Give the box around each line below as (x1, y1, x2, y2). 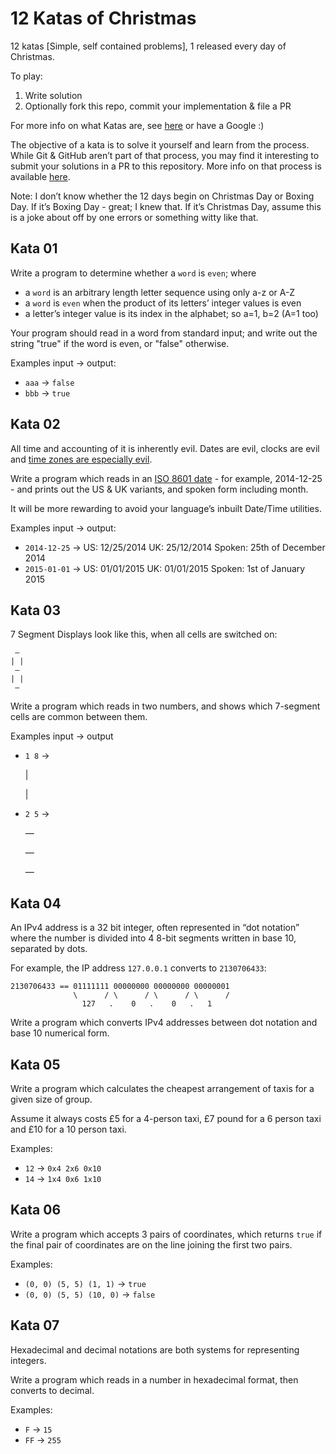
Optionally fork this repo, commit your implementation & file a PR (24, 100, 292, 112)
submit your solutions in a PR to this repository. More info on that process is (10, 160, 322, 172)
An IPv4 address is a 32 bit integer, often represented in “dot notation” (10, 922, 300, 934)
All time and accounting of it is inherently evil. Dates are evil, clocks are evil (10, 442, 320, 454)
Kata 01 (10, 240, 58, 257)
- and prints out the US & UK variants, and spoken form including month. (10, 483, 309, 495)
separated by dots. (10, 943, 88, 955)
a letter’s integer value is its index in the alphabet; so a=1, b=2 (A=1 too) (24, 307, 319, 319)
